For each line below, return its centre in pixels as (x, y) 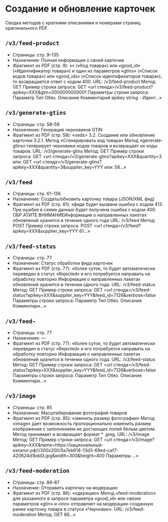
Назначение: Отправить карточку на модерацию (65, 488)
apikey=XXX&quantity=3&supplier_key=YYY (58, 167)
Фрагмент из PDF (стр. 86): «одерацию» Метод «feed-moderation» (84, 493)
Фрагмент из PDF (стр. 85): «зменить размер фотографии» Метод (83, 418)
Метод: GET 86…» (57, 514)
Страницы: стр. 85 (32, 407)
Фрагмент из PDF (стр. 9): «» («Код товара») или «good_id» (76, 65)
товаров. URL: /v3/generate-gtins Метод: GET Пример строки (78, 151)
